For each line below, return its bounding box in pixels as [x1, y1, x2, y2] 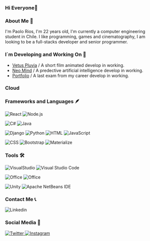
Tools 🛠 [5, 152, 25, 159]
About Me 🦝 [5, 17, 34, 24]
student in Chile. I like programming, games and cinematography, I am [5, 34, 146, 40]
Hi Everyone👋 [5, 4, 38, 11]
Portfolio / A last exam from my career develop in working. [12, 73, 129, 79]
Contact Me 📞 [5, 196, 37, 202]
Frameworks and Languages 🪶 [5, 98, 80, 105]
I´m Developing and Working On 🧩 [5, 51, 87, 58]
